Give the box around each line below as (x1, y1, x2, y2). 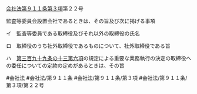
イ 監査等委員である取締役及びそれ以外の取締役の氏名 (6, 30, 140, 37)
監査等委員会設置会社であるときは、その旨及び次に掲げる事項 (6, 18, 156, 25)
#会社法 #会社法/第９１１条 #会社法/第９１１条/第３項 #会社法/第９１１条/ (6, 75, 188, 81)
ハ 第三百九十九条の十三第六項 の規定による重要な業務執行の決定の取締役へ (6, 55, 192, 61)
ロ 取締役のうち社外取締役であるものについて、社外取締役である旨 (6, 43, 171, 49)
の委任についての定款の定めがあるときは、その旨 (6, 62, 125, 69)
